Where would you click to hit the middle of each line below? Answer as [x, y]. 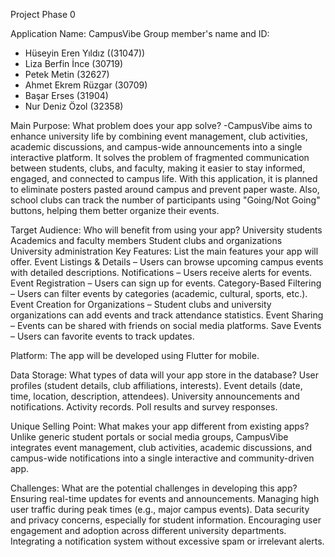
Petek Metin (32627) [67, 74]
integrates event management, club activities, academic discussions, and [161, 447]
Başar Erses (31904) [66, 95]
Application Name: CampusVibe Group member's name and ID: [140, 33]
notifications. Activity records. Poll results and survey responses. [144, 407]
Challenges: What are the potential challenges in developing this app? [154, 488]
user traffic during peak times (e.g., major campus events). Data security [160, 509]
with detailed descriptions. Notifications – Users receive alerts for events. [161, 272]
